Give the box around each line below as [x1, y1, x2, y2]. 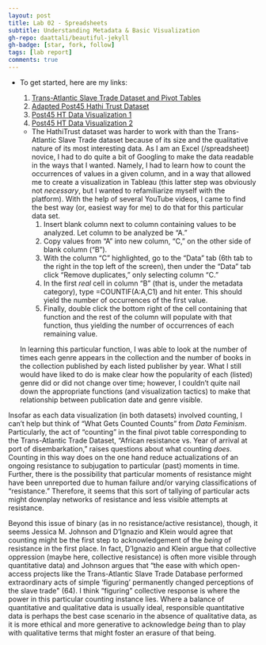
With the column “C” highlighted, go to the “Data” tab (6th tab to [43, 253, 253, 263]
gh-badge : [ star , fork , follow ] [8, 41, 115, 49]
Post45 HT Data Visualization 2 [31, 118, 133, 128]
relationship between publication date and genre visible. [19, 394, 203, 405]
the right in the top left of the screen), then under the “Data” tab [43, 261, 252, 271]
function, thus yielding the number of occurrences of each [43, 321, 235, 330]
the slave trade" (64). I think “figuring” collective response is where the [8, 585, 240, 595]
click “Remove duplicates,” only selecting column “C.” [43, 270, 219, 279]
